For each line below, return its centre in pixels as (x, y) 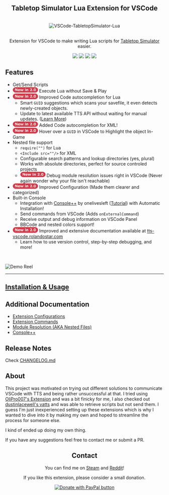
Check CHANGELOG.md (30, 360)
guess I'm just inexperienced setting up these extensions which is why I (80, 409)
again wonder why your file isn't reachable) (65, 181)
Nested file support (32, 142)
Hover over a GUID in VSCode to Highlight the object (93, 132)
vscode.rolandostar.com (38, 236)
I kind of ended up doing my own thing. (46, 430)
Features (19, 72)
